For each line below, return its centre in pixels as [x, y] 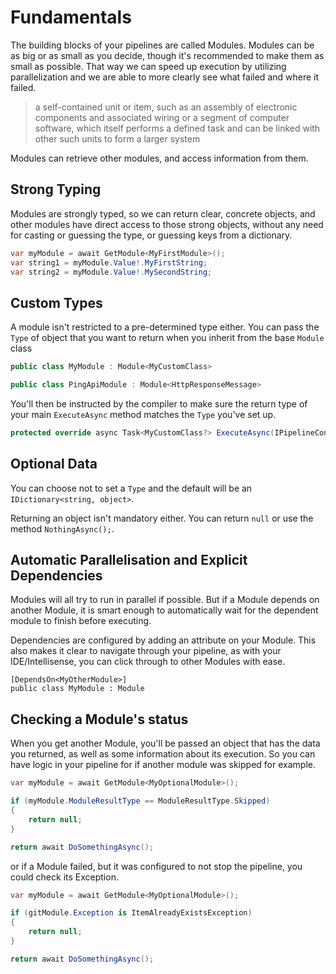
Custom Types [56, 302]
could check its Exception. [64, 877]
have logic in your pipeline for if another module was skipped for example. [163, 765]
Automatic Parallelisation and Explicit [129, 560]
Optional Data [54, 464]
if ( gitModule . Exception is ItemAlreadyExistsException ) [131, 913]
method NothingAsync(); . [62, 528]
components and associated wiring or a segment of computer [162, 117]
